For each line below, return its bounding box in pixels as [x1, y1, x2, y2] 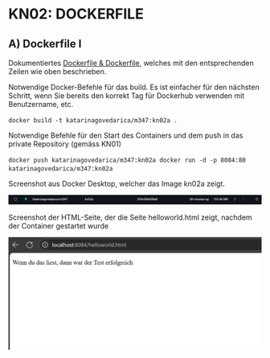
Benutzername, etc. [8, 100, 74, 109]
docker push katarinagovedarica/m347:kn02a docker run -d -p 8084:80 [8, 156, 247, 164]
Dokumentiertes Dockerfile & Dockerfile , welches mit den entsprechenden [8, 58, 255, 68]
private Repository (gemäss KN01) [8, 139, 122, 149]
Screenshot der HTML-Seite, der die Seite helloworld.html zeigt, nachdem [8, 212, 253, 222]
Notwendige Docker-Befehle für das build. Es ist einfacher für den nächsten [8, 82, 260, 92]
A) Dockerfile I [8, 37, 82, 51]
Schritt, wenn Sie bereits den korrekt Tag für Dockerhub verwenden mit [8, 91, 245, 101]
